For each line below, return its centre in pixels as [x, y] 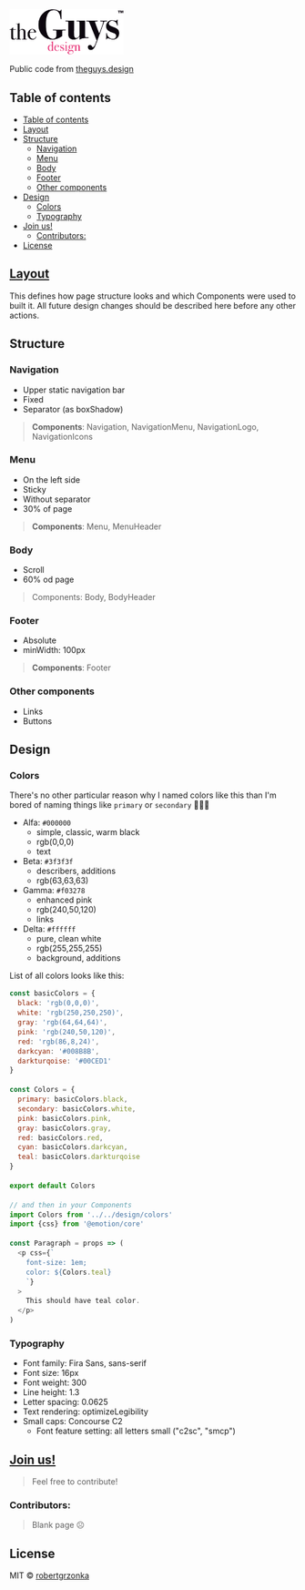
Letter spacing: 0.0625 [65, 1402]
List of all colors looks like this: [67, 976]
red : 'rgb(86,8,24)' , [59, 1042]
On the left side [51, 479]
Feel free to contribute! [75, 1482]
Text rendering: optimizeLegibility [85, 1412]
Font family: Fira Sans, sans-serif [85, 1363]
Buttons [37, 721]
